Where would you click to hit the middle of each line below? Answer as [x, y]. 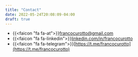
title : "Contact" [23, 10]
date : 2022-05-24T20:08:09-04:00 [40, 14]
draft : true [18, 19]
